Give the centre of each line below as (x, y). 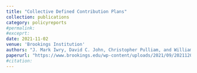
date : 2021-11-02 (27, 39)
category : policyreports (36, 22)
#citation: (19, 61)
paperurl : (18, 55)
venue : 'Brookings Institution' (45, 45)
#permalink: (21, 28)
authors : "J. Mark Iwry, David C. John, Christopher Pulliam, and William (99, 50)
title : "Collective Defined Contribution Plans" (67, 11)
